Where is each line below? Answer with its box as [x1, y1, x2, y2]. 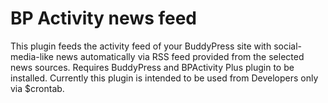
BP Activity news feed [10, 7, 198, 30]
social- [273, 40, 303, 52]
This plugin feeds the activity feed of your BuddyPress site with [10, 40, 272, 52]
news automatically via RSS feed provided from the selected [55, 50, 305, 62]
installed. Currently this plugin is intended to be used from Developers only [10, 72, 319, 84]
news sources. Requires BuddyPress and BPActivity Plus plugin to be [10, 61, 295, 73]
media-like [10, 50, 55, 62]
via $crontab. [10, 82, 65, 94]
